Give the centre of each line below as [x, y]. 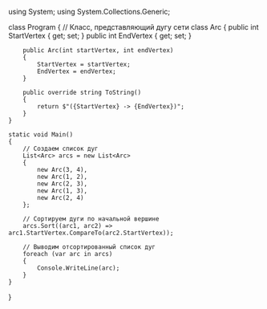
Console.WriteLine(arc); [79, 268]
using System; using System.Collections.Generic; [89, 12]
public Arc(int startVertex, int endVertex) [98, 51]
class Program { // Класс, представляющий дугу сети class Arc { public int [133, 27]
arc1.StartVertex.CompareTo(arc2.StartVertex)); [91, 233]
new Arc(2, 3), [63, 184]
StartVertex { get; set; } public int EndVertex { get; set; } [100, 36]
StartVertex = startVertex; [84, 64]
